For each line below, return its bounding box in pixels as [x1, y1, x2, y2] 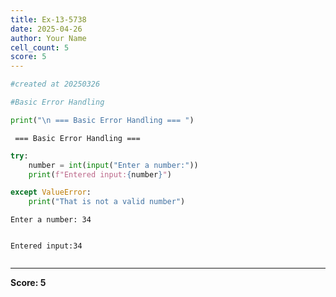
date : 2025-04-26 [10, 24, 83, 34]
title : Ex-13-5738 [10, 14, 87, 25]
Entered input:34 [10, 241, 83, 251]
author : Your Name [10, 33, 87, 43]
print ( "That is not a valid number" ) [28, 197, 186, 207]
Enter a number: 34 [10, 215, 92, 225]
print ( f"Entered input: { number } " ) [28, 169, 172, 180]
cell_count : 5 [10, 42, 70, 53]
